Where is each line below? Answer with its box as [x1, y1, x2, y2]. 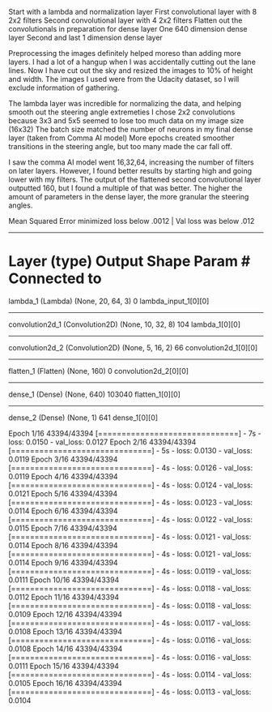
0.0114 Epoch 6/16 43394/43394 [8, 506, 119, 516]
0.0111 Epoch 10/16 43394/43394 [8, 575, 120, 585]
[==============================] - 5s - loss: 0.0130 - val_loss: [8, 445, 253, 455]
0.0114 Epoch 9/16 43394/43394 [8, 557, 119, 567]
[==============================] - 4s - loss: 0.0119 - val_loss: [8, 566, 252, 576]
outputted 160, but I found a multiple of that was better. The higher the [8, 183, 243, 193]
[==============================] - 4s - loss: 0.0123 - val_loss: [8, 497, 253, 507]
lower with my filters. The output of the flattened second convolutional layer [8, 174, 261, 184]
